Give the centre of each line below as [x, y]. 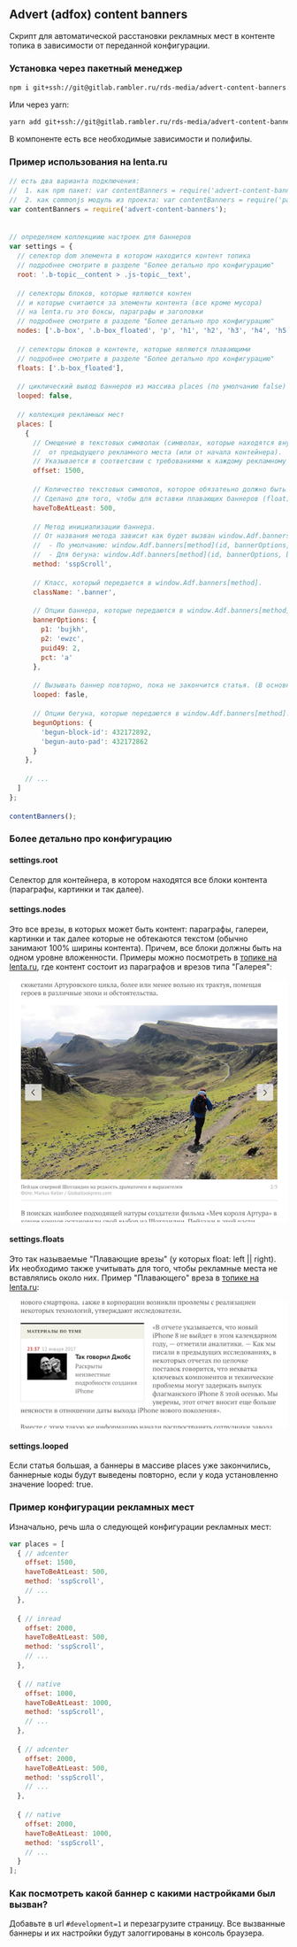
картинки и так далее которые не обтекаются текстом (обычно [129, 939]
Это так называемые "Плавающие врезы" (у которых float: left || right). [143, 1259]
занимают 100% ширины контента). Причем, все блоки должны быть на [146, 947]
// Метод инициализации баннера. [94, 527]
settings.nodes [38, 909]
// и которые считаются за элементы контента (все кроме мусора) [140, 303]
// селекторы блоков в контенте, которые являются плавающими [134, 349]
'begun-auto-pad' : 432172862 [95, 742]
